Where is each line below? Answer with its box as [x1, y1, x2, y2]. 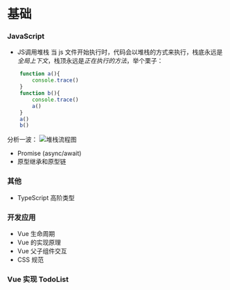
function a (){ [19, 71, 60, 78]
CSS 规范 [17, 255, 44, 264]
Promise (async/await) [17, 149, 82, 158]
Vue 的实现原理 [17, 238, 61, 246]
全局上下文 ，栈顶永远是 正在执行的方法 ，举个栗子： [17, 57, 163, 65]
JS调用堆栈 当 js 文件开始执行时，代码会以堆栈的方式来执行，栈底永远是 [17, 48, 223, 56]
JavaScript [7, 32, 45, 42]
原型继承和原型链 [17, 157, 67, 166]
